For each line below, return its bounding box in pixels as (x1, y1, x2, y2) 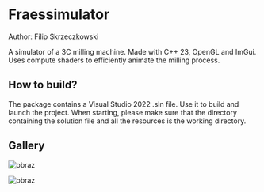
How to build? (8, 78, 78, 92)
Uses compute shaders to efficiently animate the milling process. (8, 55, 220, 65)
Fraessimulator (8, 6, 110, 24)
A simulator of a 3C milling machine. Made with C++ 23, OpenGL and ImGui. (8, 47, 257, 56)
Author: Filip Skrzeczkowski (8, 32, 99, 41)
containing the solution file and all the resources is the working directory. (8, 116, 247, 126)
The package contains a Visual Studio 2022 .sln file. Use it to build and (8, 99, 239, 108)
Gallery (8, 139, 45, 152)
